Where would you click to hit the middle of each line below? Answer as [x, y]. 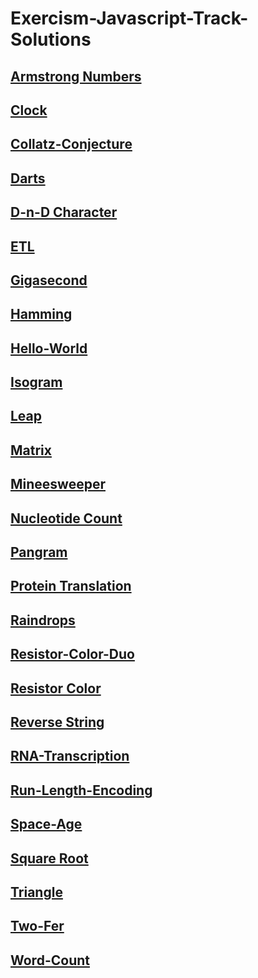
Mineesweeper [58, 484]
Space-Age [46, 824]
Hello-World [49, 348]
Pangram [39, 552]
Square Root [49, 858]
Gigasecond [49, 280]
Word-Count [50, 960]
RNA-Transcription [70, 756]
